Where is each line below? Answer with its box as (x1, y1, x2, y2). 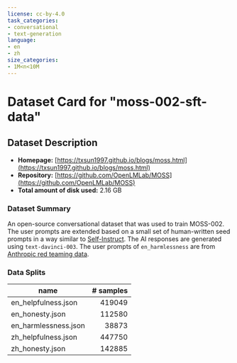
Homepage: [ (17, 155, 57, 164)
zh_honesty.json (11, 344, 66, 354)
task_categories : (7, 17, 59, 24)
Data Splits (7, 267, 46, 277)
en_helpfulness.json (11, 298, 78, 308)
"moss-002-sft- (109, 94, 207, 110)
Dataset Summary (7, 203, 71, 213)
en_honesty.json (11, 309, 66, 319)
